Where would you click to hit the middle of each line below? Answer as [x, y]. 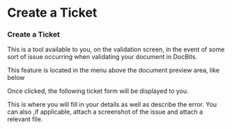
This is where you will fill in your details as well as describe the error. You [112, 105]
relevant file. [25, 119]
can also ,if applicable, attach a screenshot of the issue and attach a [105, 112]
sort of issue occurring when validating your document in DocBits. [102, 57]
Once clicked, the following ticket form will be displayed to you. [98, 91]
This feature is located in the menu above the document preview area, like [114, 70]
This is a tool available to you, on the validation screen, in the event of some [116, 49]
